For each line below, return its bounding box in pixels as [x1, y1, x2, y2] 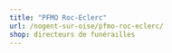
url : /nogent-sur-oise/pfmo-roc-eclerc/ [9, 22, 165, 31]
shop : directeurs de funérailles [9, 30, 136, 39]
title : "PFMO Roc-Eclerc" [9, 13, 107, 22]
